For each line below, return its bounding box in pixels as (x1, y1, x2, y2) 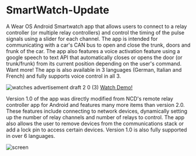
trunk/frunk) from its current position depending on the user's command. (6, 60, 182, 67)
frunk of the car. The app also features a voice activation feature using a (6, 47, 180, 54)
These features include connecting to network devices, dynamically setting (6, 108, 187, 115)
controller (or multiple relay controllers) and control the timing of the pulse (6, 29, 185, 36)
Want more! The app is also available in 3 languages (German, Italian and (6, 66, 182, 73)
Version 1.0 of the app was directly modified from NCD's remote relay (6, 95, 174, 102)
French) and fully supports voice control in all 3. (6, 72, 121, 79)
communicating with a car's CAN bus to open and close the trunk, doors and (6, 41, 191, 48)
